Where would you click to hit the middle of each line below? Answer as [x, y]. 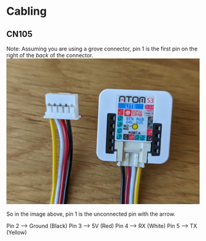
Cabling [27, 11]
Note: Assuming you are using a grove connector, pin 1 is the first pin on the [102, 49]
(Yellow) [17, 232]
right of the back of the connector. [50, 55]
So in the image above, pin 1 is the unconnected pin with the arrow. [91, 214]
